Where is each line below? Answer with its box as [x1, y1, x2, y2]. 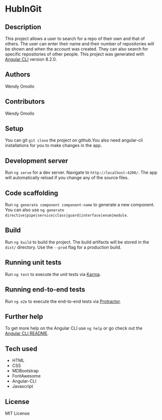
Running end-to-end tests [5, 286, 85, 294]
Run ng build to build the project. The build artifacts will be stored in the [5, 239, 149, 245]
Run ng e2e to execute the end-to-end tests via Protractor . [5, 298, 121, 304]
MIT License [5, 410, 30, 416]
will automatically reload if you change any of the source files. [5, 175, 129, 181]
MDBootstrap [12, 368, 39, 374]
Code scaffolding [5, 189, 58, 197]
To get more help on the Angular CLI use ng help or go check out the [5, 325, 143, 331]
